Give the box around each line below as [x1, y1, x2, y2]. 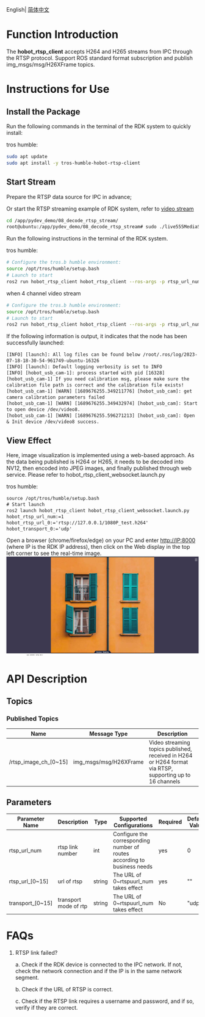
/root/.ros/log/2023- [142, 352, 198, 358]
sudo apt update [6, 153, 48, 159]
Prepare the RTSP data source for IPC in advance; [6, 193, 132, 200]
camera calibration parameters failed [6, 394, 105, 400]
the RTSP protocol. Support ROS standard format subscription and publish [6, 54, 193, 62]
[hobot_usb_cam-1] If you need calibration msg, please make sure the [6, 376, 190, 382]
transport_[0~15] [9, 899, 53, 907]
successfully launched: [6, 339, 65, 347]
